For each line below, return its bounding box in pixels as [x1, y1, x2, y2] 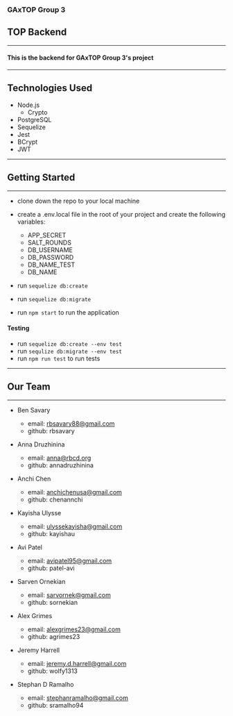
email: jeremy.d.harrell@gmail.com [27, 659, 127, 667]
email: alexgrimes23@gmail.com [27, 625, 121, 633]
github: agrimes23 [27, 632, 80, 640]
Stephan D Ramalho [17, 680, 74, 688]
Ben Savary [17, 406, 51, 414]
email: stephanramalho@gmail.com [27, 693, 128, 702]
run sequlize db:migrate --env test [17, 347, 123, 355]
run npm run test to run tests [17, 354, 101, 363]
